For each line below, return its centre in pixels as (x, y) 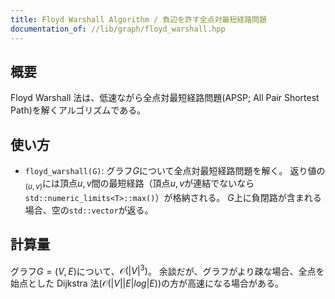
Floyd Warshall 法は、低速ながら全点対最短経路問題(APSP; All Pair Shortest (165, 98)
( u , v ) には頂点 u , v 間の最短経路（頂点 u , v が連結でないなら (139, 184)
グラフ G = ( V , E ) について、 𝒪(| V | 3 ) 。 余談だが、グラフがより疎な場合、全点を (167, 270)
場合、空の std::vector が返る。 (89, 210)
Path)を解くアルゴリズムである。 (78, 110)
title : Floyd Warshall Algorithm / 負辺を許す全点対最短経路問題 (138, 19)
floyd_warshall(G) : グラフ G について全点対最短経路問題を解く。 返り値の (175, 171)
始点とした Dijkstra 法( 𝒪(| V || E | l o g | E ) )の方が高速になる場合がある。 (147, 283)
